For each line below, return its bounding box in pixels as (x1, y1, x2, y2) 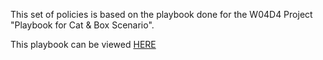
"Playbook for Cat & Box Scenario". (10, 19, 155, 31)
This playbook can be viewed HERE (10, 39, 157, 50)
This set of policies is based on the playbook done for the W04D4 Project (10, 9, 313, 20)
